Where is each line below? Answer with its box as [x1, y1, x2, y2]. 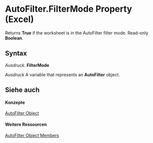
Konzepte [5, 99, 25, 105]
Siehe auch [5, 86, 40, 94]
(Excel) [5, 14, 34, 25]
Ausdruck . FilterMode [5, 62, 50, 68]
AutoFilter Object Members [5, 132, 59, 138]
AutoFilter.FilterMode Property [5, 3, 132, 15]
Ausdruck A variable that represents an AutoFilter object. [5, 72, 120, 78]
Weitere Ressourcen [5, 121, 47, 127]
